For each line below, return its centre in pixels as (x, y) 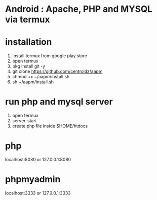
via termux (28, 19)
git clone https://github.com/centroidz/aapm (57, 71)
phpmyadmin (33, 180)
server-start (24, 121)
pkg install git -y (29, 66)
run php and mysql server (59, 102)
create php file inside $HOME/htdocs (50, 126)
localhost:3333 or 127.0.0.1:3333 (38, 193)
